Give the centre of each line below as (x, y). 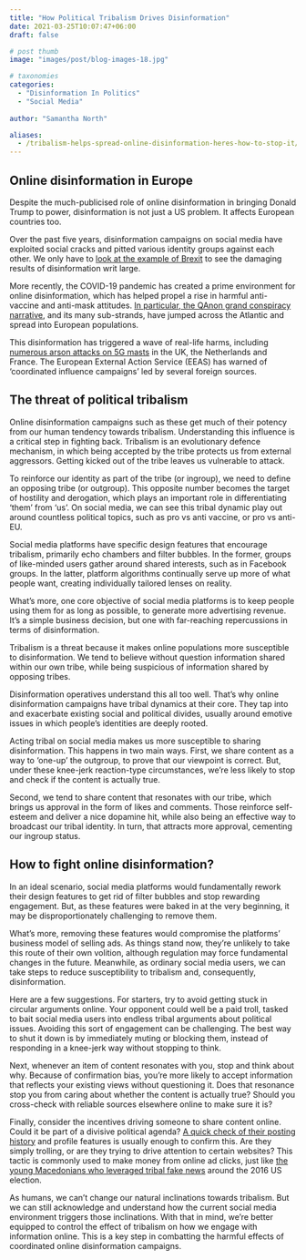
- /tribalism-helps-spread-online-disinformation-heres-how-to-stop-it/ (158, 143)
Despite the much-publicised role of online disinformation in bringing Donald (153, 202)
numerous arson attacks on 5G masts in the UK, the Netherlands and (138, 352)
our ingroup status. (45, 835)
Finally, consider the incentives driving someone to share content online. (146, 1122)
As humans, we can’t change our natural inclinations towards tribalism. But (149, 1197)
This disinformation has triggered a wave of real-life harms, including (139, 342)
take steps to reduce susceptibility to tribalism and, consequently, (133, 972)
